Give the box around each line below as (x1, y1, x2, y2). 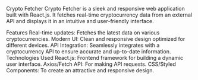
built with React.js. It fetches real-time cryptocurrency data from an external (6, 11, 192, 18)
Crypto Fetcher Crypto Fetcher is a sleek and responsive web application (6, 5, 186, 12)
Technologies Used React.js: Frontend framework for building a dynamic (6, 55, 184, 61)
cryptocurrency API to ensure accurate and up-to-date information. (6, 48, 171, 55)
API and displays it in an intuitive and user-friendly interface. (6, 18, 154, 24)
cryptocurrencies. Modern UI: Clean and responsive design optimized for (6, 36, 186, 42)
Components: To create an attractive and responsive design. (6, 67, 155, 73)
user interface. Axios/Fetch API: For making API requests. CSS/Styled (6, 60, 177, 68)
